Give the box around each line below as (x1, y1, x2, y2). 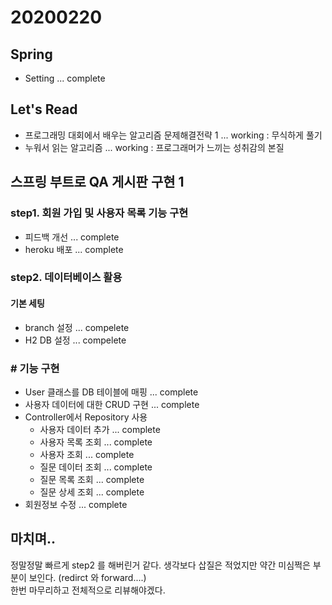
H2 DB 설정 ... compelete (24, 334, 127, 346)
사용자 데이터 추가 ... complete (39, 423, 161, 435)
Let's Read (10, 101, 78, 118)
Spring (10, 46, 53, 63)
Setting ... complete (24, 72, 106, 84)
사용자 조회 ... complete (39, 448, 135, 460)
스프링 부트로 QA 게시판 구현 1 (10, 174, 185, 191)
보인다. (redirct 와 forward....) (28, 571, 147, 583)
